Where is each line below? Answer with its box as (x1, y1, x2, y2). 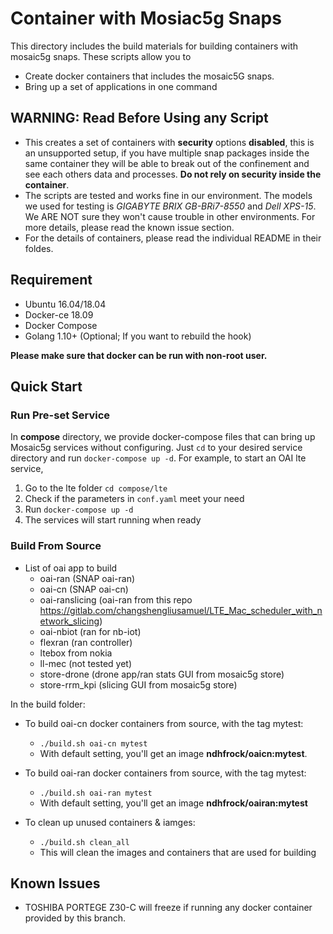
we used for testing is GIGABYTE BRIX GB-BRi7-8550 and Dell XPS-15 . (24, 200, 317, 212)
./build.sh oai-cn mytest (39, 738, 148, 749)
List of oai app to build (24, 562, 118, 574)
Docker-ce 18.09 (24, 308, 94, 321)
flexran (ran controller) (39, 636, 133, 648)
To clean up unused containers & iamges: (24, 816, 196, 828)
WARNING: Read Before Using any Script (10, 110, 269, 127)
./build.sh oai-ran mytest (39, 788, 153, 798)
